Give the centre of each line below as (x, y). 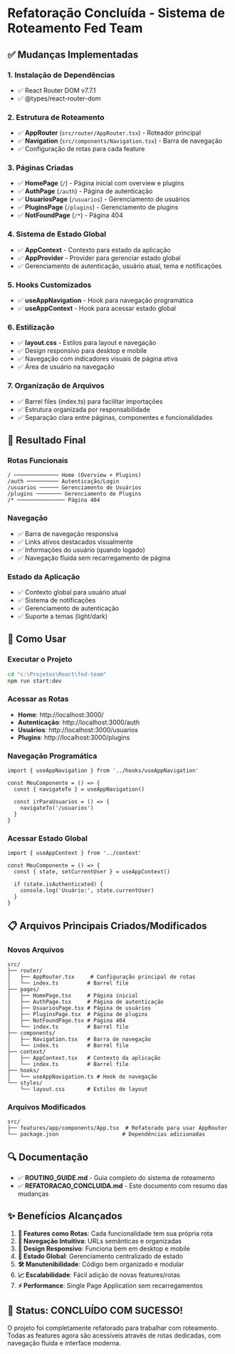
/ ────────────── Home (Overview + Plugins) (74, 476)
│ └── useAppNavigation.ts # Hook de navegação (83, 1077)
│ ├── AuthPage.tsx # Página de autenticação (85, 1002)
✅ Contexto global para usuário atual (72, 592)
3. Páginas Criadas (41, 168)
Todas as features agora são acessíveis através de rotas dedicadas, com (114, 1335)
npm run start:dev (35, 681)
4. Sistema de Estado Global (57, 235)
